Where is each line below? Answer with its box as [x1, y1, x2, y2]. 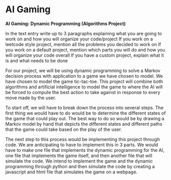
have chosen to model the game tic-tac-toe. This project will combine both [5, 78, 163, 84]
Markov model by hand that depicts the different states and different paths [5, 121, 163, 127]
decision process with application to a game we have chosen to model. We [5, 73, 163, 79]
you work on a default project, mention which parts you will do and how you [5, 47, 165, 53]
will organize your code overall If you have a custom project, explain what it [5, 52, 164, 58]
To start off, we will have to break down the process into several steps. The [5, 104, 164, 110]
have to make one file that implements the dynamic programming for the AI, [5, 147, 165, 153]
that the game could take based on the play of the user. [5, 126, 122, 132]
